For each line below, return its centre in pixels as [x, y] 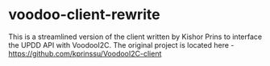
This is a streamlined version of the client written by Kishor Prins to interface [135, 37]
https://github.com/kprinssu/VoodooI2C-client [85, 53]
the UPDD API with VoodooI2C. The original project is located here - [121, 45]
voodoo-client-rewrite [84, 15]
